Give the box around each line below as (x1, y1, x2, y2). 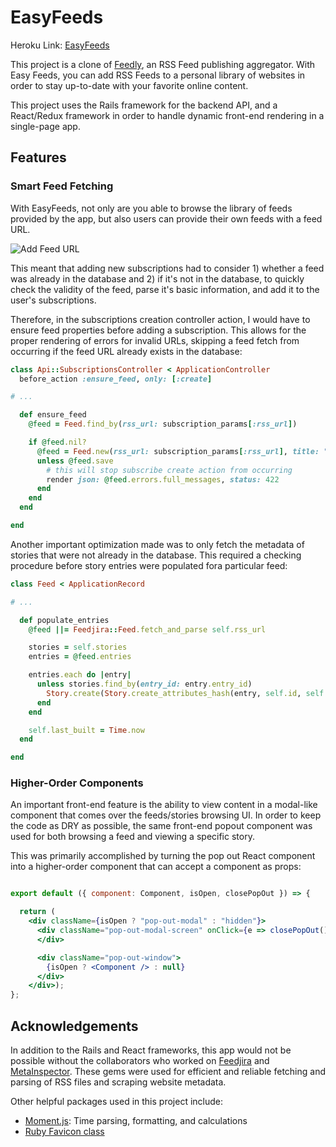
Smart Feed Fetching (10, 179, 114, 193)
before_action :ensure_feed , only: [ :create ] (19, 374, 213, 384)
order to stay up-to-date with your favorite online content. (10, 79, 249, 91)
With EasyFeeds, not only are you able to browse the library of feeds (10, 202, 293, 214)
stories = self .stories (28, 642, 128, 653)
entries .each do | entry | (28, 670, 132, 680)
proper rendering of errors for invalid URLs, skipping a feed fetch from (10, 334, 300, 346)
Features (10, 149, 67, 166)
